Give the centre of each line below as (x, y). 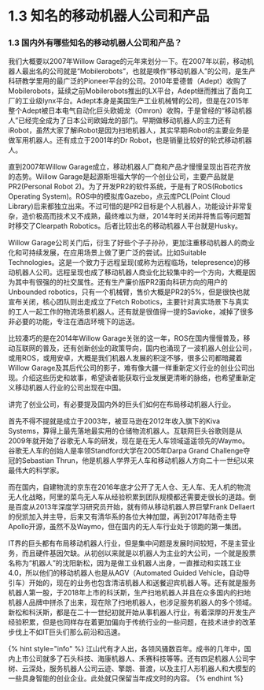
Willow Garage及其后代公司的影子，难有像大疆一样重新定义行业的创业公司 (128, 368)
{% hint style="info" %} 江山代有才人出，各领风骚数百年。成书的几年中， (126, 649)
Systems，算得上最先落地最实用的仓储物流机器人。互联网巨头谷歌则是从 (125, 431)
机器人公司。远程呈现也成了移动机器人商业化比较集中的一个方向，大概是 (132, 272)
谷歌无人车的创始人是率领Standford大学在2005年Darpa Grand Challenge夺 (129, 451)
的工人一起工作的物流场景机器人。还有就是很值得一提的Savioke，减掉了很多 (131, 311)
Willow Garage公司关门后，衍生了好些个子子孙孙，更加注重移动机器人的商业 (132, 243)
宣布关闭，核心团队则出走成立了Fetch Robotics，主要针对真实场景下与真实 (129, 302)
